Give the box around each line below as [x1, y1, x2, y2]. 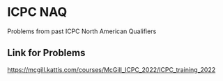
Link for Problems [7, 47, 86, 59]
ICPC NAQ [7, 4, 68, 20]
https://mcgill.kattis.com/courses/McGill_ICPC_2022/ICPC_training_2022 [7, 65, 216, 73]
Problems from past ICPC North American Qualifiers [7, 27, 157, 35]
